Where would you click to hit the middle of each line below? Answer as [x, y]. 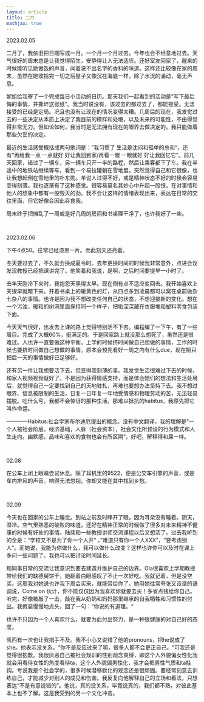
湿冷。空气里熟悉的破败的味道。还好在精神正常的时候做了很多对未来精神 [97, 525]
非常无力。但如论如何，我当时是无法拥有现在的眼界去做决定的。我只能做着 [104, 127]
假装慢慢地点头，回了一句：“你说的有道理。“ [78, 606]
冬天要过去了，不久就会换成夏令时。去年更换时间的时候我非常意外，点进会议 [102, 263]
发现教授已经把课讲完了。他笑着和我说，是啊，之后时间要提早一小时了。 [97, 271]
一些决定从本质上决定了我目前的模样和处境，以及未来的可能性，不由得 [104, 119]
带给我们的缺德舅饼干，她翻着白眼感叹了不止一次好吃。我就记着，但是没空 [99, 576]
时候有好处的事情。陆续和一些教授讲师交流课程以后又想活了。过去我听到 [107, 533]
